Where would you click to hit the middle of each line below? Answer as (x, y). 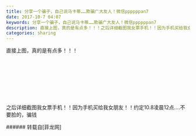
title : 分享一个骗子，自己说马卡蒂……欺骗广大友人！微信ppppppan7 (77, 11)
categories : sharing (31, 33)
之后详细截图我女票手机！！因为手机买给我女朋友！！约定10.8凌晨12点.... (93, 107)
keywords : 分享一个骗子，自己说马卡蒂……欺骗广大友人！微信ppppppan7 (81, 22)
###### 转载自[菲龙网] (34, 127)
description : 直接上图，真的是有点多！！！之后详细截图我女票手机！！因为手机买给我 (97, 28)
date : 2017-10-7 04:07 (34, 17)
